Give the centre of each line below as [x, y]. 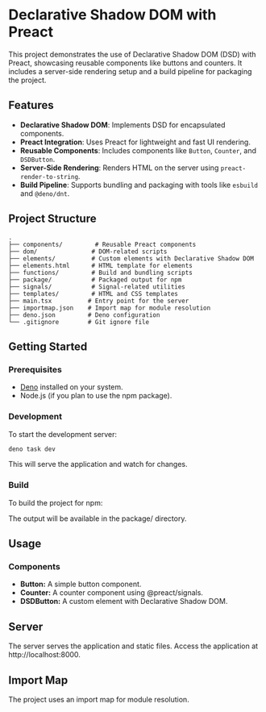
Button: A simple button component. [81, 584]
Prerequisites [35, 369]
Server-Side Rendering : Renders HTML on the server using [119, 168]
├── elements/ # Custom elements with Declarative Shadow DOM [131, 258]
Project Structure [52, 219]
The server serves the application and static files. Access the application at [133, 646]
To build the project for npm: [56, 502]
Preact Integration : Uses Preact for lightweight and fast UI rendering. [135, 142]
